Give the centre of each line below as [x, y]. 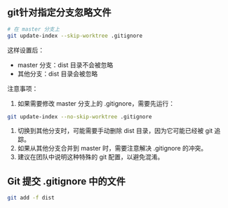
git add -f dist [31, 198]
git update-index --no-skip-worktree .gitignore [80, 117]
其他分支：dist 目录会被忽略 [58, 74]
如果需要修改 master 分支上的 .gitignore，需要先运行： [96, 103]
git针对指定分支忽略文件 [59, 13]
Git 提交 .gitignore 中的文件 [67, 181]
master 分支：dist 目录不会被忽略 [65, 64]
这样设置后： [26, 50]
